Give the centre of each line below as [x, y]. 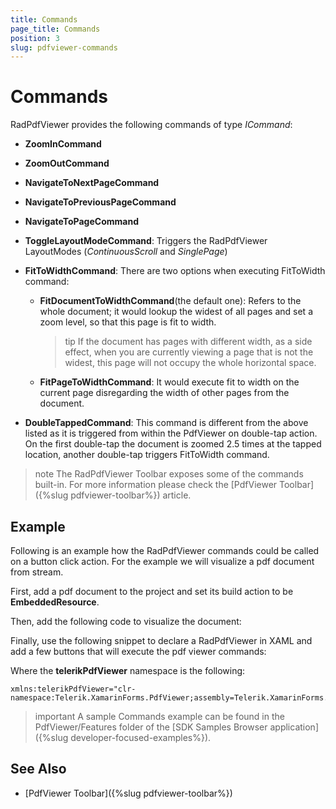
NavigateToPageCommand [81, 222]
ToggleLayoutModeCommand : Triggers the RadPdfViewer [146, 241]
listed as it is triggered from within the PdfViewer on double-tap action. [171, 433]
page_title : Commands [55, 29]
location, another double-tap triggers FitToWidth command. [147, 455]
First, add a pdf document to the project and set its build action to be [152, 591]
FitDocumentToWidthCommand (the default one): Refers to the [170, 301]
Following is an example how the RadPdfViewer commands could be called [165, 550]
